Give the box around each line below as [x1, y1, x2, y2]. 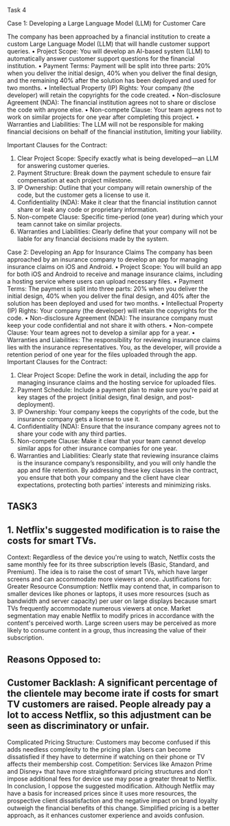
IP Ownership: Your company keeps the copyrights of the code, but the [16, 407, 218, 416]
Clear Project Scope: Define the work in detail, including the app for [16, 371, 209, 379]
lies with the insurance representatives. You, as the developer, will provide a [7, 343, 222, 351]
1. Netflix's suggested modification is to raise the [7, 524, 221, 536]
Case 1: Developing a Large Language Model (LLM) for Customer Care [7, 19, 206, 27]
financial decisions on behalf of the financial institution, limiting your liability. [7, 127, 223, 136]
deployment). [16, 401, 55, 408]
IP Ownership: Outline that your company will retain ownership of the [16, 184, 212, 191]
